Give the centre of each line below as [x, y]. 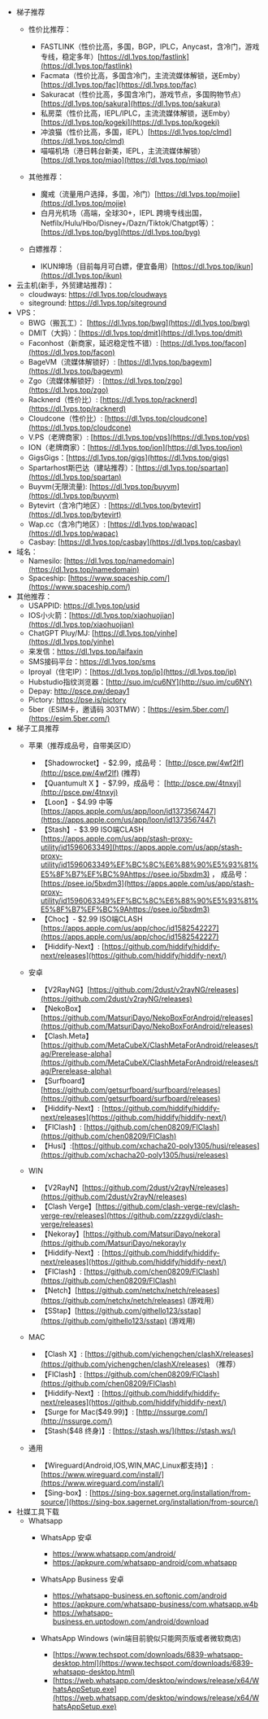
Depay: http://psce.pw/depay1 [79, 691]
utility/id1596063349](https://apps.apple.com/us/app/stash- [141, 847]
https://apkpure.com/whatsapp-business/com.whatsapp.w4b [155, 1604]
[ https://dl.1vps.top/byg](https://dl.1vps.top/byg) [120, 232]
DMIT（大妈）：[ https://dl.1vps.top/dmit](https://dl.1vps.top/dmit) [135, 333]
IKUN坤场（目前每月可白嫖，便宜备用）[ [107, 266]
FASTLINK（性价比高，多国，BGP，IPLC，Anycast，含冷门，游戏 [150, 46]
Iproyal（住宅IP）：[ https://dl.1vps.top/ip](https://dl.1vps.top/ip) [132, 671]
